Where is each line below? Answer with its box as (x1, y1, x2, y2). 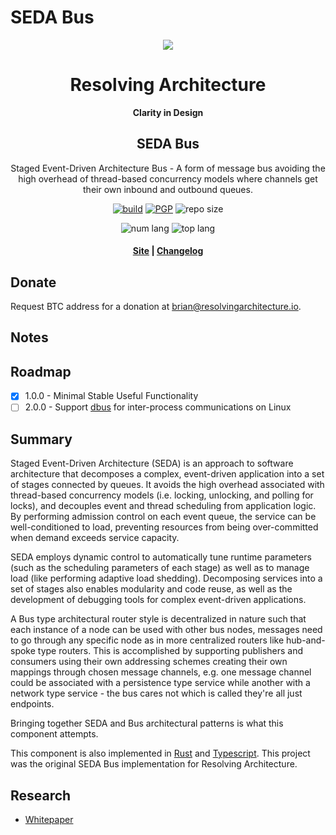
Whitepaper (24, 814, 74, 826)
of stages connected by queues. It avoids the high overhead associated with (10, 479, 325, 491)
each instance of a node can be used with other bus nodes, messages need (10, 624, 323, 636)
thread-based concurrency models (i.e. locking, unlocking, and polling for (10, 489, 314, 501)
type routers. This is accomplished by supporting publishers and (37, 645, 304, 657)
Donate (10, 274, 57, 291)
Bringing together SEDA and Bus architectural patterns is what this (10, 717, 284, 730)
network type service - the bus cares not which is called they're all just (10, 687, 303, 700)
